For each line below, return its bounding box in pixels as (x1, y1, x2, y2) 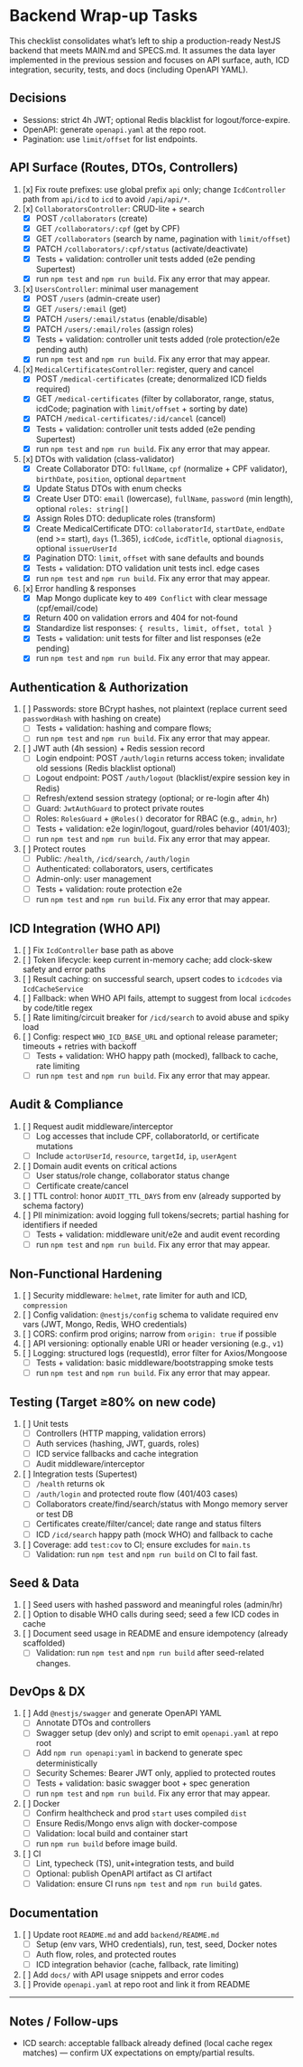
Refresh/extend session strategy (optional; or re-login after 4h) (35, 792, 271, 803)
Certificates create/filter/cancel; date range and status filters (35, 1518, 262, 1529)
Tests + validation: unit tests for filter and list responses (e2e (35, 633, 262, 644)
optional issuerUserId (35, 543, 117, 553)
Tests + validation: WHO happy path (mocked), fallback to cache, (35, 1050, 279, 1061)
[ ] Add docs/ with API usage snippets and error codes (22, 1969, 225, 1980)
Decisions (9, 90, 67, 106)
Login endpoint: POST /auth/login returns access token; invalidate (35, 752, 286, 764)
